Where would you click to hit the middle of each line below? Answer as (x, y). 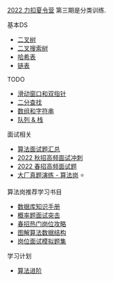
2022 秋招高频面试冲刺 (50, 157)
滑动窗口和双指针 (42, 93)
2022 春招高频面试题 (47, 166)
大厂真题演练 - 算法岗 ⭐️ (51, 175)
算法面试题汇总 (38, 149)
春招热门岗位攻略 (42, 224)
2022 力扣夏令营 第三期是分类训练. (57, 10)
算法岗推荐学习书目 (35, 192)
